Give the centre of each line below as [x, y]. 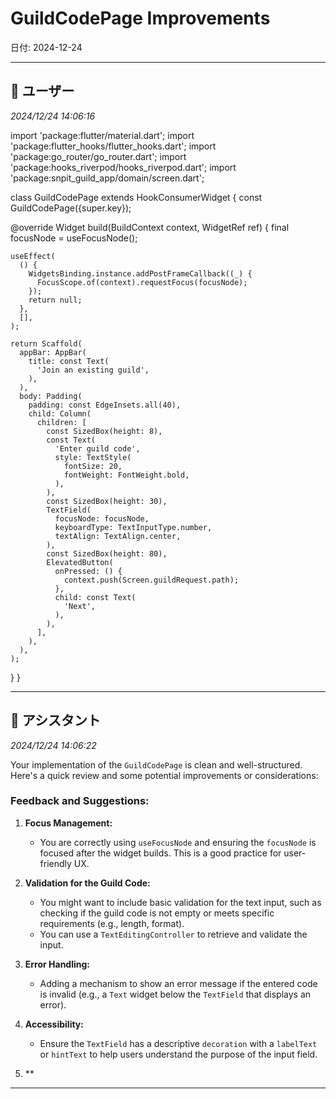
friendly [55, 863]
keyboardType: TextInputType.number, [133, 527]
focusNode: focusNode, [102, 518]
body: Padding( [51, 396]
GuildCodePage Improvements [140, 18]
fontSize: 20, [93, 466]
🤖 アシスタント [55, 720]
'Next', [80, 606]
